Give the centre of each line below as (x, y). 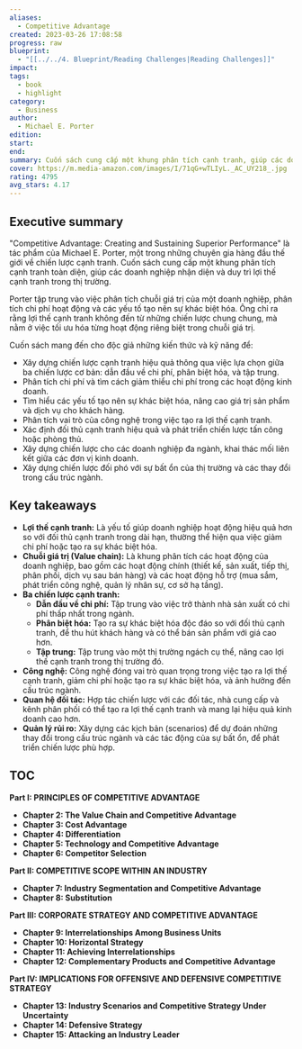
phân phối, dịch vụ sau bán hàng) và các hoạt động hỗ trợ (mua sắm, (150, 575)
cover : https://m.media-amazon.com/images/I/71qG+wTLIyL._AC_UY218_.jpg (148, 168)
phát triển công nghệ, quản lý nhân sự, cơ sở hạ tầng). (123, 584)
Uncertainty (45, 1015)
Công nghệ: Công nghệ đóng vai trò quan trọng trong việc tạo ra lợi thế (155, 671)
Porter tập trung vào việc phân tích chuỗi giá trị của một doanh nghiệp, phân (151, 299)
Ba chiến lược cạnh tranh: (71, 594)
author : (24, 118)
